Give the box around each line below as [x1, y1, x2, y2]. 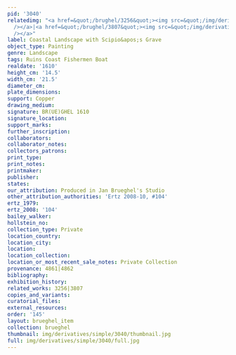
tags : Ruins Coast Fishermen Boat [7, 56, 109, 63]
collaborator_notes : [7, 141, 68, 148]
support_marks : [7, 121, 52, 129]
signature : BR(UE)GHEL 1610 [7, 108, 90, 115]
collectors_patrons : [7, 148, 68, 155]
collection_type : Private [7, 226, 83, 233]
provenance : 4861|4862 [7, 265, 74, 272]
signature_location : [7, 115, 68, 122]
